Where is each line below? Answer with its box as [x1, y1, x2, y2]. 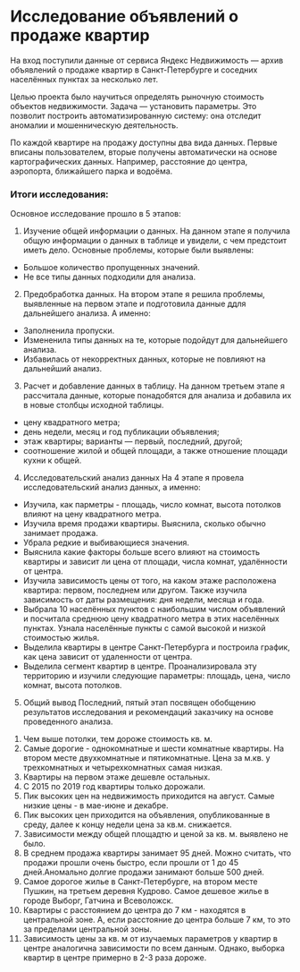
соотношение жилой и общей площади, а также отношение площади [22, 446, 288, 456]
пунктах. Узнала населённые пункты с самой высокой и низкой [22, 623, 266, 634]
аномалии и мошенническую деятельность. [10, 119, 179, 131]
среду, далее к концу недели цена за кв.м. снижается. [22, 819, 232, 830]
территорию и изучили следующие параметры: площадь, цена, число [22, 670, 291, 681]
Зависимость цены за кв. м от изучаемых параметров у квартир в [22, 934, 278, 944]
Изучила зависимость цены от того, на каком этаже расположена [22, 576, 277, 586]
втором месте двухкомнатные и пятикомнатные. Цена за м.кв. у [22, 753, 271, 763]
